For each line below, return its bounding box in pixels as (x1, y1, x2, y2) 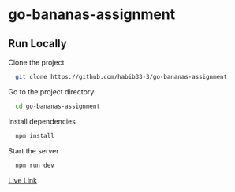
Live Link (8, 175, 38, 185)
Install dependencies (8, 116, 76, 126)
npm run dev (15, 161, 55, 169)
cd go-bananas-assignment (15, 102, 101, 110)
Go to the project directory (8, 87, 95, 96)
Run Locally (8, 37, 67, 50)
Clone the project (8, 57, 65, 67)
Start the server (8, 146, 59, 155)
